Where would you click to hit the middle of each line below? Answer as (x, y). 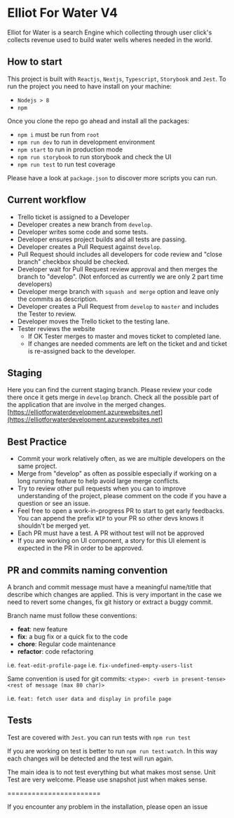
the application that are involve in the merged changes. (87, 405)
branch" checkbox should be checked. (73, 262)
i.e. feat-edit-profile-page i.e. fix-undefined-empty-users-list (100, 665)
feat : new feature (42, 629)
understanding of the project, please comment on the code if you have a (122, 496)
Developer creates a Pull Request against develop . (90, 246)
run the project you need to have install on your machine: (90, 86)
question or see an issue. (54, 504)
